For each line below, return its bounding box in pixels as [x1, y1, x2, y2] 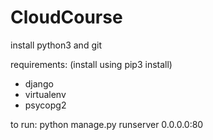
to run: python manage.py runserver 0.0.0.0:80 [10, 118, 204, 130]
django [24, 77, 54, 90]
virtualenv [24, 88, 67, 100]
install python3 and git [10, 39, 102, 51]
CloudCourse [10, 6, 123, 29]
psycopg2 [24, 99, 67, 111]
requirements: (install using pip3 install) [10, 58, 173, 70]
